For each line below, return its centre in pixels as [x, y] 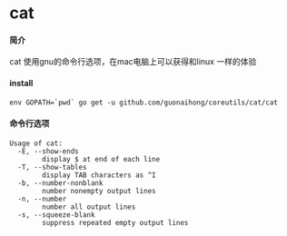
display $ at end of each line [101, 159]
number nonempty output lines [99, 191]
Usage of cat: [36, 143]
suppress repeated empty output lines [115, 222]
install [21, 83]
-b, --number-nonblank [60, 183]
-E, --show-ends [48, 151]
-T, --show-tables [53, 167]
